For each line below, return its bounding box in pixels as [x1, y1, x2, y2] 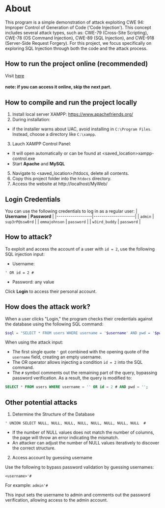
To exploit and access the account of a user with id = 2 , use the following [5, 246, 155, 252]
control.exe [12, 156, 35, 161]
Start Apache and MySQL [12, 161, 65, 167]
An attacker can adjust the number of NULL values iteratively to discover [12, 440, 160, 446]
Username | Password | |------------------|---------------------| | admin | [5, 213, 154, 219]
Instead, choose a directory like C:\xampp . [12, 131, 96, 137]
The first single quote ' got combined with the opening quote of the [12, 349, 149, 355]
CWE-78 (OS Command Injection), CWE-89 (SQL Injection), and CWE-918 [5, 35, 155, 41]
